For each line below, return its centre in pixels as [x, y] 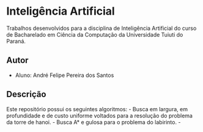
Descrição [26, 94]
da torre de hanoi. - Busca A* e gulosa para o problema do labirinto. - [94, 122]
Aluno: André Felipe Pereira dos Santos [65, 75]
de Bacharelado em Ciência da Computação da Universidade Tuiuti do [95, 34]
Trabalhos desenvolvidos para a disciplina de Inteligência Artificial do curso [102, 28]
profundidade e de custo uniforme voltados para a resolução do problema [99, 116]
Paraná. [16, 41]
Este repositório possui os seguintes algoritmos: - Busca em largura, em [97, 109]
